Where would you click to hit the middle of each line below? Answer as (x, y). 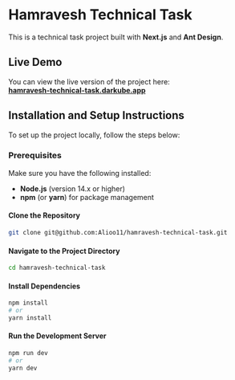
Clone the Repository (44, 215)
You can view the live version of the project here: (89, 81)
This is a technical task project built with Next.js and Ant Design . (116, 37)
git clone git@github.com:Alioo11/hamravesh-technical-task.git (118, 233)
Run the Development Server (57, 336)
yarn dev (23, 368)
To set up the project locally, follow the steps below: (94, 135)
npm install (28, 303)
